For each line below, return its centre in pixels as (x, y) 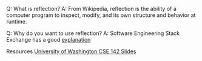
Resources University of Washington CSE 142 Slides (71, 51)
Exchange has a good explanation (49, 40)
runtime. (17, 21)
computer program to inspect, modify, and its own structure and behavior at (101, 15)
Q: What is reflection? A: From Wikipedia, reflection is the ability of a (92, 9)
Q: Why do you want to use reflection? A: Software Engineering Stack (93, 33)
